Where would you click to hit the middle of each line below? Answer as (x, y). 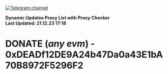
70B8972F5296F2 (44, 66)
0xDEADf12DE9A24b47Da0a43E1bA (84, 55)
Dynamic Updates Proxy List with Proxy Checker (58, 18)
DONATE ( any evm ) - (50, 44)
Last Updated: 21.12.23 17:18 (36, 23)
